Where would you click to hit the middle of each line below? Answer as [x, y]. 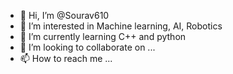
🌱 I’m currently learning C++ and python [103, 36]
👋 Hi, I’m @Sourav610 [64, 15]
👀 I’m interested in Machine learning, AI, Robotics [121, 26]
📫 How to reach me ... [66, 58]
